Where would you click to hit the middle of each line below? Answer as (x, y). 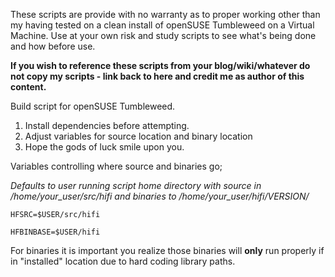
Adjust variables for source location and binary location (138, 136)
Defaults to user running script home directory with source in (136, 185)
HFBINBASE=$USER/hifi (55, 232)
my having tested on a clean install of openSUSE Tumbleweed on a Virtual (162, 25)
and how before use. (53, 46)
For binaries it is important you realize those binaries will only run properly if (167, 250)
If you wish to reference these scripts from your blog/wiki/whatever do (160, 65)
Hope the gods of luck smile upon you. (104, 147)
